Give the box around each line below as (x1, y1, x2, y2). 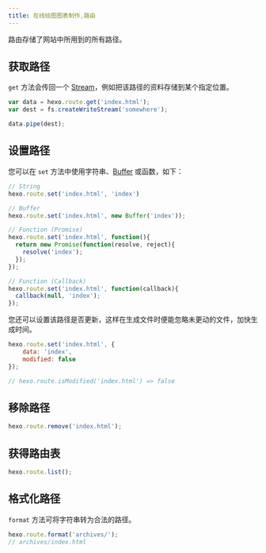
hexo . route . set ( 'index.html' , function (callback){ (8, 284, 179, 292)
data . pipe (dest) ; (8, 120, 66, 128)
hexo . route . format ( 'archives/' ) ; (8, 530, 119, 539)
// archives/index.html (8, 538, 87, 546)
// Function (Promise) (8, 226, 83, 234)
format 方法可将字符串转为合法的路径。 (8, 514, 136, 524)
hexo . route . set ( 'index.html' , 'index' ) (8, 190, 140, 198)
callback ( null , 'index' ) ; (15, 292, 101, 300)
